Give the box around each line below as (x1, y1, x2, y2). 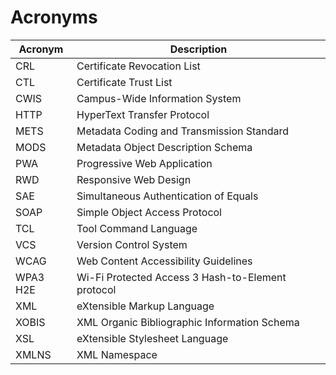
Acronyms (10, 6, 98, 29)
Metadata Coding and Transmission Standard (76, 124, 290, 138)
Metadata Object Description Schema (76, 140, 253, 154)
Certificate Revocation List (76, 59, 201, 73)
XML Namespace (76, 347, 158, 361)
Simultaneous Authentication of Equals (76, 189, 259, 203)
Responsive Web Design (76, 172, 192, 186)
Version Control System (76, 237, 188, 251)
